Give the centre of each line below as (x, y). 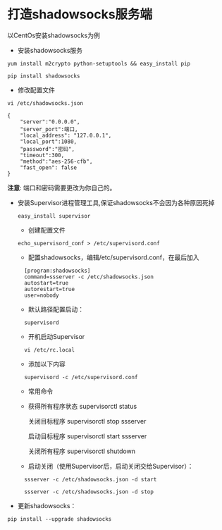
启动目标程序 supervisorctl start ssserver (87, 436)
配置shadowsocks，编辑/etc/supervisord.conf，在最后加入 (113, 257)
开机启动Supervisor (56, 336)
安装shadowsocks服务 (50, 50)
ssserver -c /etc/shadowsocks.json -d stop (89, 492)
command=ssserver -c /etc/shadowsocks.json (89, 277)
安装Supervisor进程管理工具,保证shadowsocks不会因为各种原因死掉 (116, 202)
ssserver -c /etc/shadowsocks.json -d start (91, 479)
